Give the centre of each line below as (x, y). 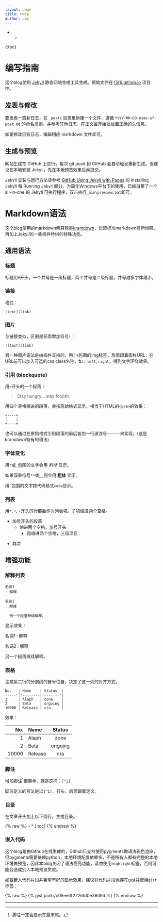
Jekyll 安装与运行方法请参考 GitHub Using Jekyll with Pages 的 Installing (77, 180)
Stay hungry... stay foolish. (43, 396)
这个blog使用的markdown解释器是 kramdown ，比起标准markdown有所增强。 (81, 228)
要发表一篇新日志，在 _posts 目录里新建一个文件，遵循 (59, 118)
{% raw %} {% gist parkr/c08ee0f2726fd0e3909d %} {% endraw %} (74, 895)
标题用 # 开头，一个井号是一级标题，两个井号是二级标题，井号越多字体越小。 (81, 277)
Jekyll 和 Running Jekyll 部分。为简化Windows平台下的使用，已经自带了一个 (81, 186)
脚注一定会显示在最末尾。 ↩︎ (40, 914)
